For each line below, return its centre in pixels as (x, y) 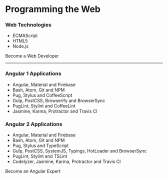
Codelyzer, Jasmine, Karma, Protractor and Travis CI (66, 161)
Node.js (20, 46)
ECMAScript (25, 35)
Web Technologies (28, 25)
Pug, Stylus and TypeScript (40, 145)
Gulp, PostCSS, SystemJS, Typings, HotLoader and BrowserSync (79, 151)
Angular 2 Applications (34, 124)
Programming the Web (53, 9)
